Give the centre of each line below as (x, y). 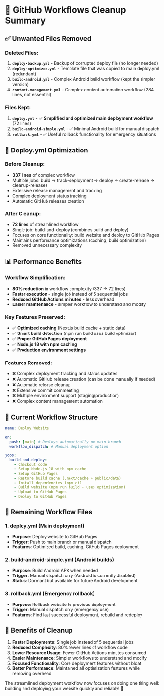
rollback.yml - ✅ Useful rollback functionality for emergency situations (84, 134)
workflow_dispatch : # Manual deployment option (59, 446)
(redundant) (24, 74)
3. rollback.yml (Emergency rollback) (50, 594)
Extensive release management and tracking (57, 190)
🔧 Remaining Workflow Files (49, 512)
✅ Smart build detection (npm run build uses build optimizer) (74, 333)
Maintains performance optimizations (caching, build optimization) (79, 240)
